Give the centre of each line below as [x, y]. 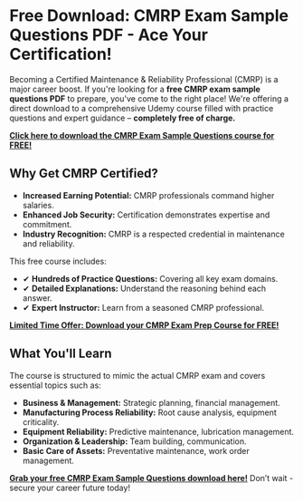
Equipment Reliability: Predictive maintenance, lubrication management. [158, 431]
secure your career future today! [70, 488]
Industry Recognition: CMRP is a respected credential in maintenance [153, 234]
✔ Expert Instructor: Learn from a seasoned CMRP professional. [143, 307]
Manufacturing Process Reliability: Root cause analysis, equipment [150, 412]
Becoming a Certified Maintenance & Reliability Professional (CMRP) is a [144, 79]
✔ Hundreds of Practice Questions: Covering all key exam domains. [150, 278]
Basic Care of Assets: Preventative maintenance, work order [136, 450]
